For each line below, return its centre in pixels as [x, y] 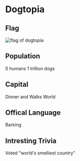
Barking [13, 125]
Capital [17, 85]
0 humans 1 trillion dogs [30, 68]
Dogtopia [25, 9]
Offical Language [33, 113]
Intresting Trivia [31, 141]
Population [23, 56]
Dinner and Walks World [30, 96]
